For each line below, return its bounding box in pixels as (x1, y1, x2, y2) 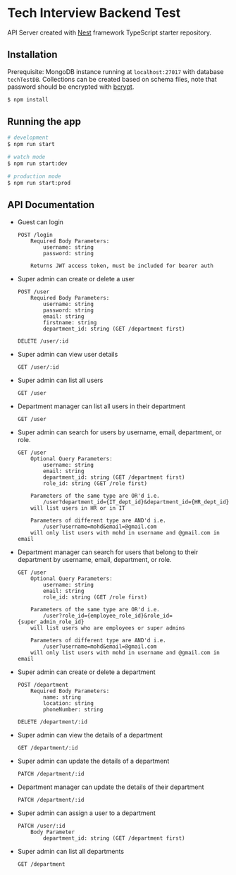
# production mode (7, 173, 61, 180)
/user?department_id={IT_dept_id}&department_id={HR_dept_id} (43, 498, 230, 506)
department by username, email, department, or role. (17, 555, 172, 563)
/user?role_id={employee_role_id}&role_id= (43, 612, 173, 619)
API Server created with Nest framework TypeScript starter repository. (7, 28, 212, 37)
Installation (7, 49, 58, 61)
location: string (43, 699, 94, 706)
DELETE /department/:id (17, 718, 88, 726)
